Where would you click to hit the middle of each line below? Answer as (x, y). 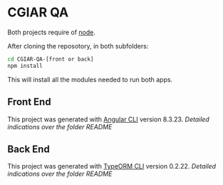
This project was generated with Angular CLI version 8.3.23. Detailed (109, 119)
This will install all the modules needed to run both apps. (90, 79)
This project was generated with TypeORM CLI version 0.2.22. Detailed (111, 166)
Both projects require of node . (52, 32)
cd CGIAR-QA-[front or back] (51, 59)
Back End (28, 149)
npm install (25, 66)
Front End (29, 102)
